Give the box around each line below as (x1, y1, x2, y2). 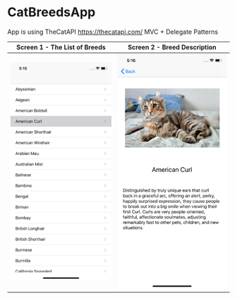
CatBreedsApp (7, 4, 96, 20)
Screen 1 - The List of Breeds (16, 43, 106, 51)
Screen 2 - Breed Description (128, 43, 217, 51)
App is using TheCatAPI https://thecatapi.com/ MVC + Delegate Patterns (7, 27, 219, 36)
